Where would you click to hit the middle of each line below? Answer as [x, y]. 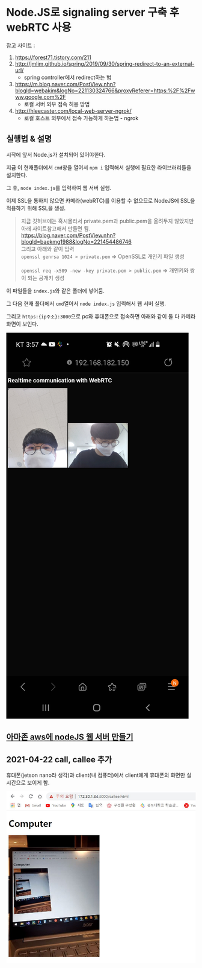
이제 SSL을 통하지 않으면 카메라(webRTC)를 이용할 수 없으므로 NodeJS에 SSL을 [101, 200]
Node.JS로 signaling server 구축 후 [93, 12]
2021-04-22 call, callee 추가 [59, 760]
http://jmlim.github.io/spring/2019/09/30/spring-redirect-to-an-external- [105, 63]
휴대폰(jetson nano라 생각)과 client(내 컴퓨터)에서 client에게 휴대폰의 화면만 [96, 775]
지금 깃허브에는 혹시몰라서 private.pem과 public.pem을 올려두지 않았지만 [107, 221]
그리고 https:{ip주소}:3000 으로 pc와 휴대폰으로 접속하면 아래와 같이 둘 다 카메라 [101, 316]
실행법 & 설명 [29, 139]
